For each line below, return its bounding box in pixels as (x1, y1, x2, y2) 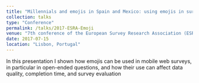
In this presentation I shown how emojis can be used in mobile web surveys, (6, 57, 192, 65)
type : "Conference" (6, 19, 54, 25)
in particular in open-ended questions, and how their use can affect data (6, 64, 183, 71)
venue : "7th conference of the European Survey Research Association (6, 31, 182, 36)
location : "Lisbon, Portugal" (6, 42, 81, 48)
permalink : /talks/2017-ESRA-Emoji (6, 25, 94, 31)
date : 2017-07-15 (6, 36, 49, 42)
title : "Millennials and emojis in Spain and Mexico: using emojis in (6, 8, 184, 15)
